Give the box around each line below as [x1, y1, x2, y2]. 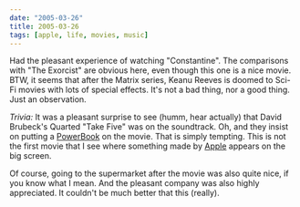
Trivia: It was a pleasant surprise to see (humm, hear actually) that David [9, 111, 283, 123]
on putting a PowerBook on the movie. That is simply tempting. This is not [9, 131, 286, 142]
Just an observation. [9, 94, 87, 105]
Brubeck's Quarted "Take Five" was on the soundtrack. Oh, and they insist [9, 121, 289, 132]
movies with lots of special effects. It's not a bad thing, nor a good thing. [17, 84, 290, 96]
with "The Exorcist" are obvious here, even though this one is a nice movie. [9, 65, 292, 76]
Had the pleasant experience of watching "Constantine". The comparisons [9, 56, 289, 67]
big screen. [9, 150, 52, 161]
